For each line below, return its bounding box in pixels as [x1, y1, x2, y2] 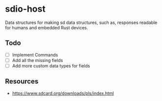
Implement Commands [12, 52, 58, 58]
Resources [5, 77, 39, 86]
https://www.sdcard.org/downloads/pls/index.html [12, 90, 114, 96]
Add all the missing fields [12, 57, 63, 63]
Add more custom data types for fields [12, 62, 91, 69]
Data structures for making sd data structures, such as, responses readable [5, 20, 158, 25]
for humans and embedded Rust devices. [5, 24, 88, 30]
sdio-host [5, 3, 46, 15]
